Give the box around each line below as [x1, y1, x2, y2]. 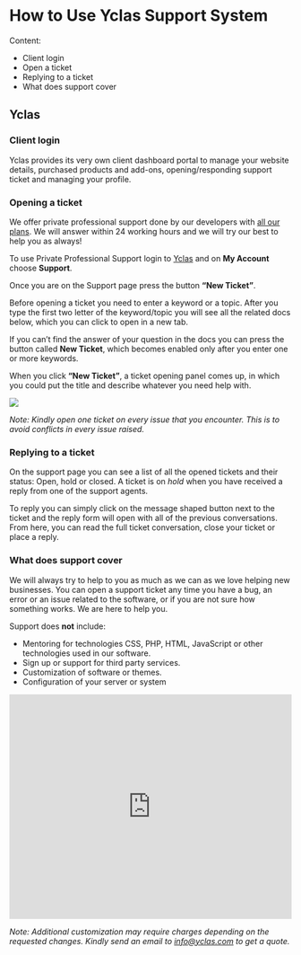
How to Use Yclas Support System [9, 5, 269, 26]
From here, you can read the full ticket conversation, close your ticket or [9, 522, 276, 533]
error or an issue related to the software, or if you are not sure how [9, 594, 255, 605]
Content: [9, 35, 42, 46]
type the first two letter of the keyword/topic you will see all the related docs [9, 306, 291, 317]
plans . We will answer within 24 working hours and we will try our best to [9, 225, 279, 236]
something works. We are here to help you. [9, 603, 168, 614]
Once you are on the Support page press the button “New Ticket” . [9, 279, 256, 290]
